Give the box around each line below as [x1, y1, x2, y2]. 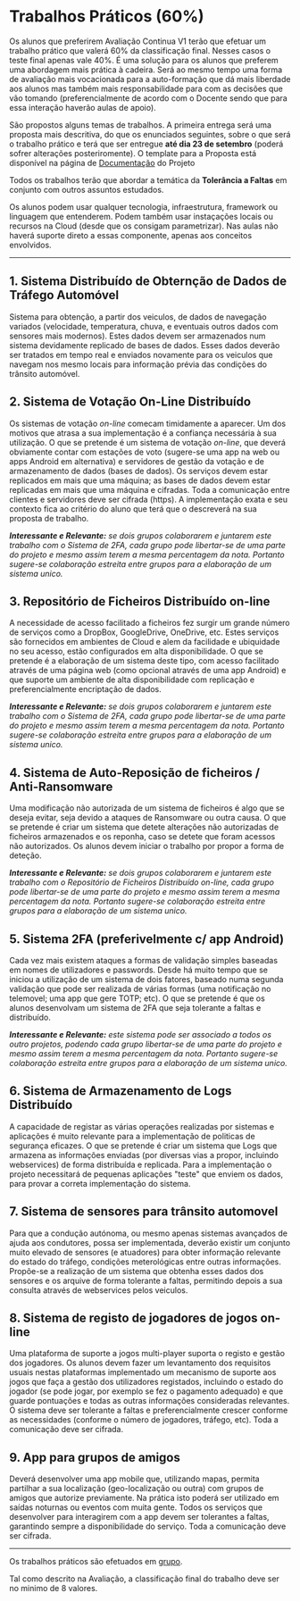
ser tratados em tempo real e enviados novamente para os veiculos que [9, 349, 273, 360]
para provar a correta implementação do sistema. [9, 1178, 191, 1188]
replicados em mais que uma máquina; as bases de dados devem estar [9, 475, 271, 486]
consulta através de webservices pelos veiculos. [9, 1284, 188, 1296]
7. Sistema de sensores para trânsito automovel [9, 1204, 279, 1220]
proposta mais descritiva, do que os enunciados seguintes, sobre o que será [9, 129, 291, 139]
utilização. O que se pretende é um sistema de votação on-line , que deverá [9, 437, 286, 447]
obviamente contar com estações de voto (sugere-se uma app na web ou [9, 446, 279, 457]
